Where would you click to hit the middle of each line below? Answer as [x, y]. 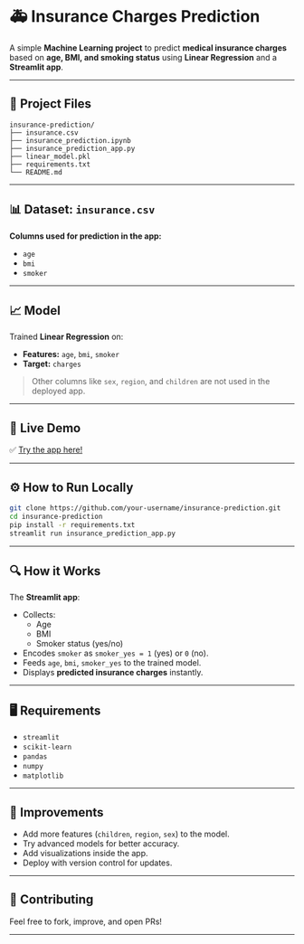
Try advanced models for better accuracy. [101, 843]
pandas [35, 757]
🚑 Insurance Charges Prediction [135, 17]
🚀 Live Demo [45, 428]
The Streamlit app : [45, 598]
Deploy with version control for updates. [97, 863]
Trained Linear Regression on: [66, 337]
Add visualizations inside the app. [85, 853]
